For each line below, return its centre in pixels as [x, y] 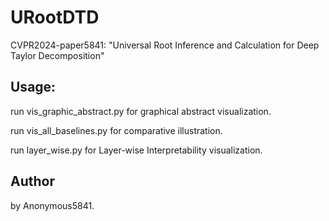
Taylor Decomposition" [57, 55]
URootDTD [55, 17]
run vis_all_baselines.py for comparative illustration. [116, 130]
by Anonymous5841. [52, 205]
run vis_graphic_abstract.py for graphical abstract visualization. [141, 111]
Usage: [33, 87]
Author [32, 181]
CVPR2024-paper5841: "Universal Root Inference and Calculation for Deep [165, 45]
